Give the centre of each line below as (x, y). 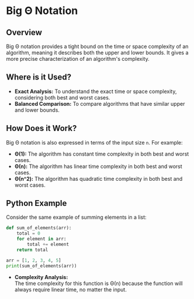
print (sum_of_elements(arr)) (41, 266)
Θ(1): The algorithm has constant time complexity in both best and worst (102, 154)
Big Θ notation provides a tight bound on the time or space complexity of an (97, 46)
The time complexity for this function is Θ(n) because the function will (98, 283)
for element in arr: (41, 239)
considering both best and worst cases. (62, 97)
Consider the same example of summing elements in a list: (77, 217)
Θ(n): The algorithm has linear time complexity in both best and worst (98, 166)
